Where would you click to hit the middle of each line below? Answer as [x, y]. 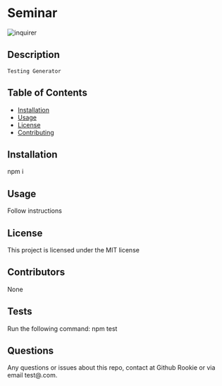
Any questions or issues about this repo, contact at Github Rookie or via [111, 368]
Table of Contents [48, 93]
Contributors [36, 273]
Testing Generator [34, 71]
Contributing [36, 132]
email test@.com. [32, 375]
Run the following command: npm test [62, 328]
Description [33, 55]
